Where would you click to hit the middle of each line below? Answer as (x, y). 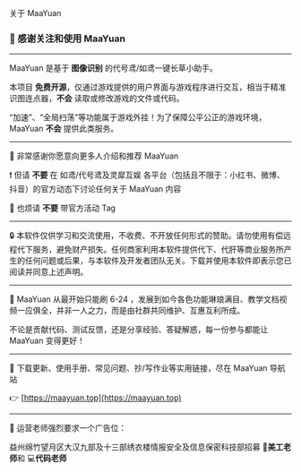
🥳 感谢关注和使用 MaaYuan (67, 39)
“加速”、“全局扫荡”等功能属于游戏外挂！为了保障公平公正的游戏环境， (138, 117)
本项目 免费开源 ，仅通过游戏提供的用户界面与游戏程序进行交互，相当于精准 (148, 87)
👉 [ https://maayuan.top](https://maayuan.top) (95, 398)
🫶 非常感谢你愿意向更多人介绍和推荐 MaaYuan (94, 156)
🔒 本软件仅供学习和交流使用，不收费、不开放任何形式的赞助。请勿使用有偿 (146, 236)
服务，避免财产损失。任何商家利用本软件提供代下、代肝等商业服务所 (158, 250)
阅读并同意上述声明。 (48, 272)
